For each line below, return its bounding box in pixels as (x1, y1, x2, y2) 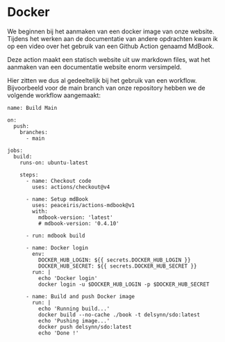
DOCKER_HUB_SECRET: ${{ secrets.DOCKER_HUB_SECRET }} (37, 262, 197, 270)
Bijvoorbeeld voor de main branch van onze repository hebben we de (7, 83, 206, 92)
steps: (19, 171, 39, 178)
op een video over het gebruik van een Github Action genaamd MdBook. (7, 42, 215, 50)
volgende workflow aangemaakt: (7, 91, 101, 99)
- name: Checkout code (25, 177, 92, 184)
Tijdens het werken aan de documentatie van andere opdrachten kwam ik (7, 34, 218, 42)
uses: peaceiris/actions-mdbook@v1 (32, 202, 135, 209)
